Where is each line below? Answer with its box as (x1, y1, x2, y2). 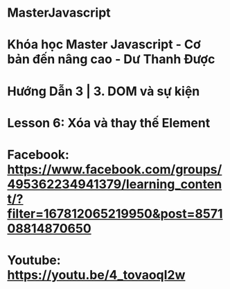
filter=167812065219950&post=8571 (7, 206, 223, 222)
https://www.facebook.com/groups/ (7, 161, 222, 177)
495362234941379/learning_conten (7, 176, 222, 192)
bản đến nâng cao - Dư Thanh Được (7, 51, 215, 67)
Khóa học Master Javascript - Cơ (7, 37, 201, 53)
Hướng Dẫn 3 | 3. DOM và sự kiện (7, 83, 200, 99)
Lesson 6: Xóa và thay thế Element (7, 115, 211, 131)
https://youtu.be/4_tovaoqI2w (7, 267, 186, 283)
